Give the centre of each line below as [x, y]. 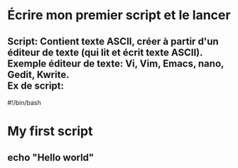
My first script [50, 131]
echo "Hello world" [51, 157]
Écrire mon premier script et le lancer [119, 15]
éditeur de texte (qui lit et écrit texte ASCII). [105, 52]
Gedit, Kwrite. [38, 74]
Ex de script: [36, 85]
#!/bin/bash [24, 102]
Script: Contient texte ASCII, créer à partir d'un [113, 41]
